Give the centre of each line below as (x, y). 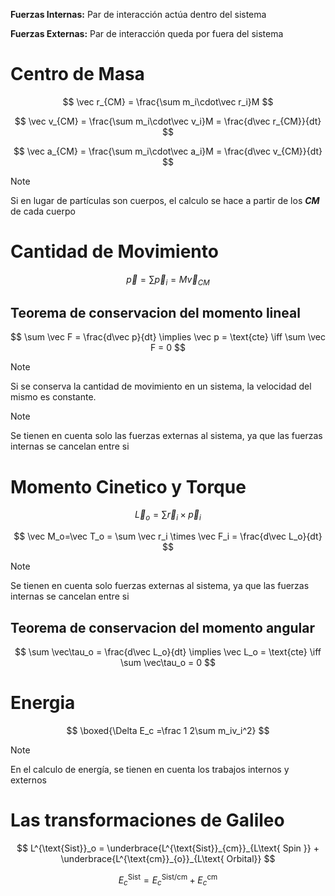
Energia (43, 703)
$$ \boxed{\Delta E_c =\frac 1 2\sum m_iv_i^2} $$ (168, 730)
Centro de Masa (77, 74)
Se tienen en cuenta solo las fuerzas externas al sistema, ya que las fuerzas (166, 436)
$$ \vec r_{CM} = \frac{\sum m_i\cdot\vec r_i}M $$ (168, 101)
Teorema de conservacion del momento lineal (155, 313)
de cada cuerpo (43, 211)
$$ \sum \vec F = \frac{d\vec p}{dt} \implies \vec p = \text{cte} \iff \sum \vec (168, 337)
